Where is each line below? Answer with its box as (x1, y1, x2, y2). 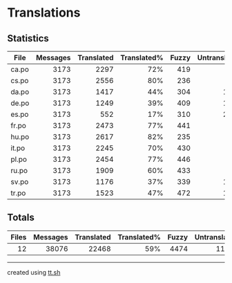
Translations (7, 5, 81, 21)
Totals (7, 212, 35, 223)
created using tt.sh (7, 268, 61, 276)
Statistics (7, 33, 50, 44)
